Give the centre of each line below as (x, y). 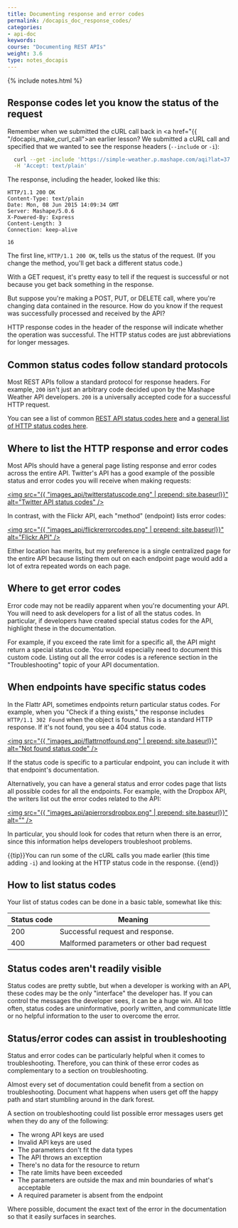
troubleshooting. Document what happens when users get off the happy (113, 1092)
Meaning (133, 920)
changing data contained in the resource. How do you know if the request (115, 306)
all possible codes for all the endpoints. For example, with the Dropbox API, (117, 791)
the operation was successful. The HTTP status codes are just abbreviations (119, 335)
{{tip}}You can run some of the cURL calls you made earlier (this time (109, 855)
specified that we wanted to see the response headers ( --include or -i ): (114, 146)
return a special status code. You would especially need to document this (115, 649)
